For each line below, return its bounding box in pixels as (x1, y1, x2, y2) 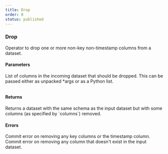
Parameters (5, 61, 30, 68)
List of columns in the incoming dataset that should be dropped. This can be (5, 72, 163, 79)
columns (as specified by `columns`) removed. (5, 111, 102, 117)
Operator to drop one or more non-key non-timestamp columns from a (5, 45, 151, 51)
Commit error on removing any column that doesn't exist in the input (5, 139, 147, 145)
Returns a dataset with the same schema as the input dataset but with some (5, 105, 162, 111)
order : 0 (5, 12, 24, 17)
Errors (5, 122, 19, 128)
